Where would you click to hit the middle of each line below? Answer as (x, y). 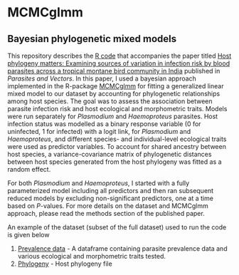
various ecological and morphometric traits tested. (91, 256)
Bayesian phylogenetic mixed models (92, 39)
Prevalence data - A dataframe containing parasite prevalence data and (122, 249)
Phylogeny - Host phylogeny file (65, 264)
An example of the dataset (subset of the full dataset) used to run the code (117, 227)
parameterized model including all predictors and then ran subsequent (111, 191)
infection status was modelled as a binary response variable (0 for (104, 124)
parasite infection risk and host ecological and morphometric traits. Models (117, 109)
